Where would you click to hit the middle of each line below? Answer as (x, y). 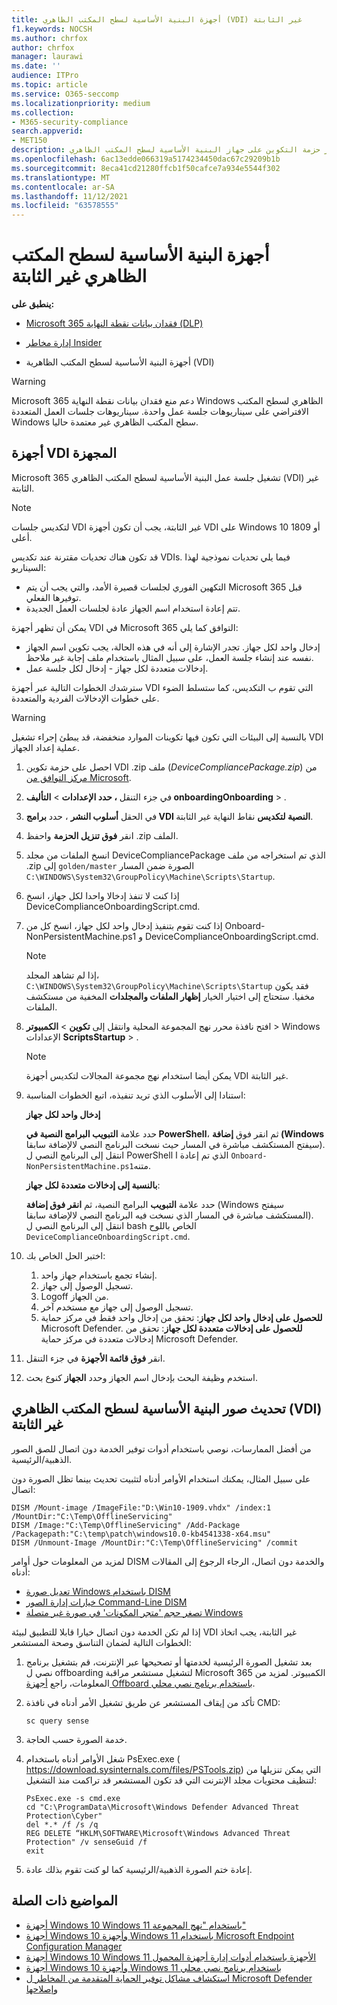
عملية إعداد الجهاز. (46, 747)
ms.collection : (43, 112)
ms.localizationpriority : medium (81, 103)
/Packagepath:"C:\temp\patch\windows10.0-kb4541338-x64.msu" (141, 1534)
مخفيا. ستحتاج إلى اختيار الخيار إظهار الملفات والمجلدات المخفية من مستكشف (170, 996)
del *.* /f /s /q (62, 1824)
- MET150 (29, 141)
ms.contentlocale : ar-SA (63, 187)
